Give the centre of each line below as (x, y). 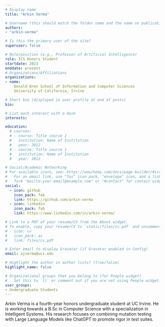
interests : (16, 118)
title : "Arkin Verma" (27, 14)
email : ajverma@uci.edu (29, 254)
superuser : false (23, 46)
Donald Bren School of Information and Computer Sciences (74, 86)
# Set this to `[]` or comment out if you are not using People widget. (83, 280)
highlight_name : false (28, 267)
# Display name (21, 10)
